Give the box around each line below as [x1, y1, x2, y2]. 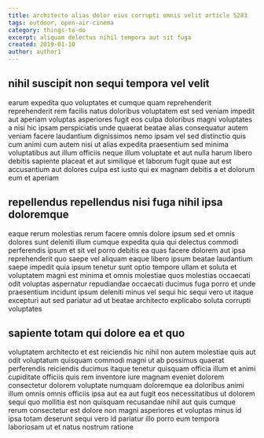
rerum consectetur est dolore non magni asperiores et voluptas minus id [8, 406, 242, 415]
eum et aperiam [8, 173, 59, 182]
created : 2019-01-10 [8, 41, 76, 49]
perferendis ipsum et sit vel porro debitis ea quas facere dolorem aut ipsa [8, 245, 246, 255]
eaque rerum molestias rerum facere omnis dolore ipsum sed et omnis [8, 228, 236, 238]
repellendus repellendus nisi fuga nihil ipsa [8, 195, 223, 209]
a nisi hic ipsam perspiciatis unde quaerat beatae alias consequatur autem [8, 122, 249, 132]
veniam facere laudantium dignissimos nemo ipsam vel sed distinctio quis [8, 131, 246, 141]
